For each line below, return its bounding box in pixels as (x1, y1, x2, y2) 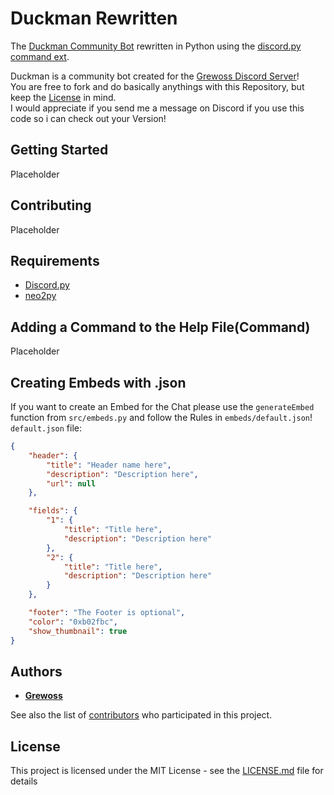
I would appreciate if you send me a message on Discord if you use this (10, 102, 305, 114)
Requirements (10, 252, 100, 269)
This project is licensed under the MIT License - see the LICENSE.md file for (10, 765, 324, 777)
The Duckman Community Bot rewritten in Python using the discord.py (10, 40, 302, 52)
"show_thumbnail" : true (28, 626, 128, 636)
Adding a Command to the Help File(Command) (10, 318, 311, 336)
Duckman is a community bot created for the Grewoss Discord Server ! (10, 70, 300, 82)
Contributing (10, 197, 92, 214)
